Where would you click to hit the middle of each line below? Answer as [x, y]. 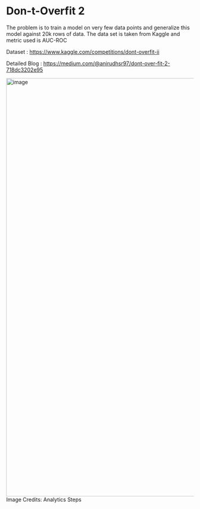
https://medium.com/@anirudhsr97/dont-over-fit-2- [107, 63]
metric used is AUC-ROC [37, 40]
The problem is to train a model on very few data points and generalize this [98, 27]
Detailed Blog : [24, 63]
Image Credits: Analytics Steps [44, 499]
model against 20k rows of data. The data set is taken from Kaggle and [93, 33]
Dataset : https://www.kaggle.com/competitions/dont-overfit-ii [83, 51]
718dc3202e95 [25, 69]
